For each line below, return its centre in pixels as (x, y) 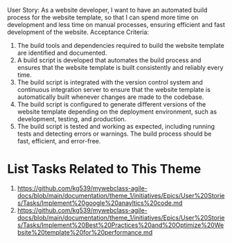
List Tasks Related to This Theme (104, 169)
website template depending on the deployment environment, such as (117, 111)
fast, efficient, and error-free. (59, 141)
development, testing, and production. (72, 119)
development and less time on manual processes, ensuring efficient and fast (116, 25)
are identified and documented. (62, 53)
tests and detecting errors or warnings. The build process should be (114, 134)
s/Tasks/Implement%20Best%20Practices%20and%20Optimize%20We (121, 225)
